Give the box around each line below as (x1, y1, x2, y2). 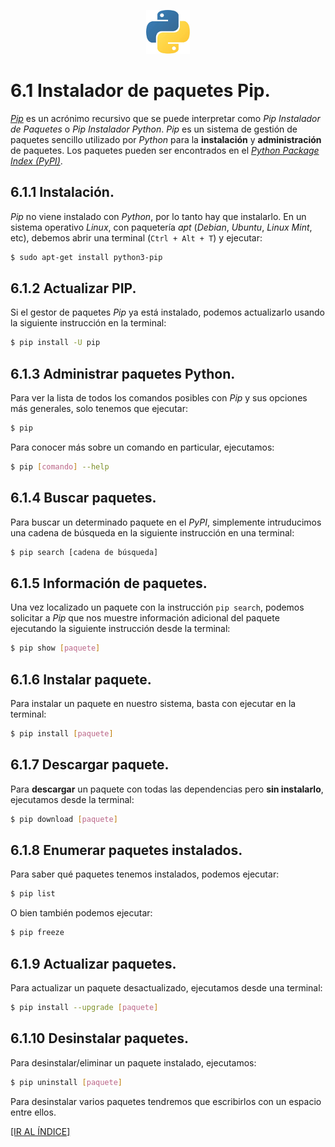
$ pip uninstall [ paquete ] (10, 1077, 123, 1087)
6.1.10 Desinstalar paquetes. (10, 1030, 190, 1047)
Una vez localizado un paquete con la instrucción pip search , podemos (10, 601, 305, 614)
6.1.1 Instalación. (10, 184, 115, 201)
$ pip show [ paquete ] (10, 643, 101, 654)
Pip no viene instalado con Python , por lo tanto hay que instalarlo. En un (10, 210, 307, 222)
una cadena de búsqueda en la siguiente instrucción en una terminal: (10, 526, 295, 539)
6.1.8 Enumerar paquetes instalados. (10, 842, 243, 859)
